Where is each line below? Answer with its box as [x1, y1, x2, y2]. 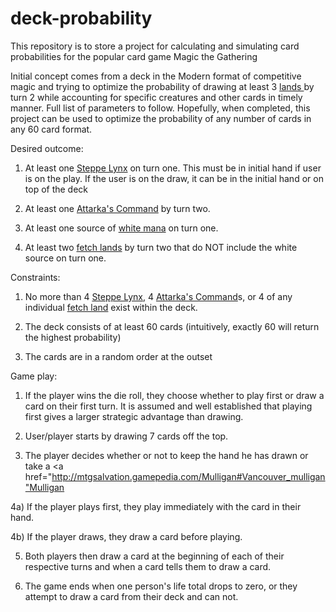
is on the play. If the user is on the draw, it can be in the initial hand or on [24, 172, 324, 184]
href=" [24, 470, 53, 482]
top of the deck [24, 183, 89, 195]
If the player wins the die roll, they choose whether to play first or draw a [24, 389, 325, 401]
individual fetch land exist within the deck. [24, 301, 198, 313]
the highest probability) [24, 331, 122, 343]
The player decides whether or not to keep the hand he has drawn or [24, 449, 309, 461]
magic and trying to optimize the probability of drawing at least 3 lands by [10, 80, 315, 92]
